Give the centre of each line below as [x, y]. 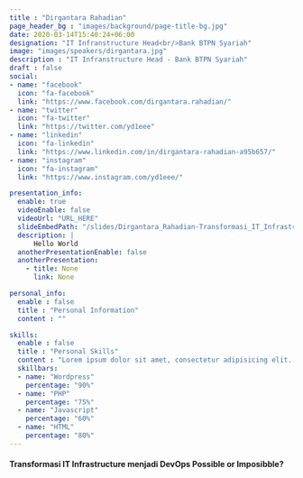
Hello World [55, 244]
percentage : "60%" [60, 419]
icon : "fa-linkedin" [56, 143]
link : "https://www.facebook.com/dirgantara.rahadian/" [124, 101]
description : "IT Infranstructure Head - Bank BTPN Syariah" [129, 60]
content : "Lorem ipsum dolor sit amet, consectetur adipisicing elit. [155, 360]
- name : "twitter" [44, 110]
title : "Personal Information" [78, 310]
